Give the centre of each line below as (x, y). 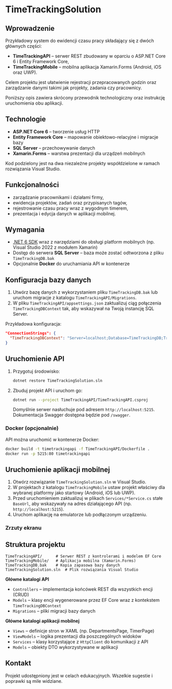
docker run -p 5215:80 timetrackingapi (48, 454)
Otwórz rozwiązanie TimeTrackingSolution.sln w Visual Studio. (80, 482)
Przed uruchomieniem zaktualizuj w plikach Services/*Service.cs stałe (88, 498)
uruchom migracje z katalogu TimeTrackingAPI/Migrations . (74, 298)
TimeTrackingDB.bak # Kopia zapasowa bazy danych (63, 565)
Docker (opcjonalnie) (32, 428)
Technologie (26, 119)
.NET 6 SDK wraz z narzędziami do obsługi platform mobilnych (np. (84, 242)
